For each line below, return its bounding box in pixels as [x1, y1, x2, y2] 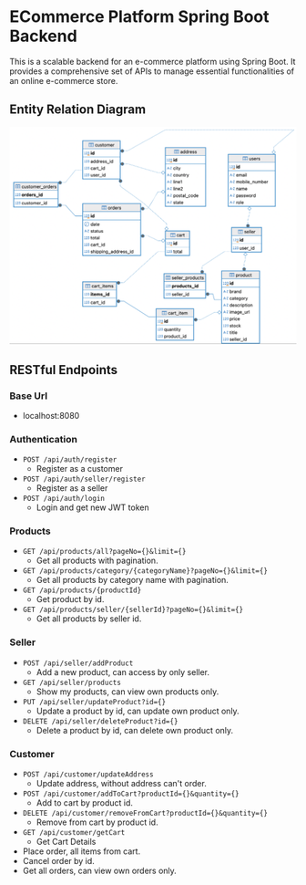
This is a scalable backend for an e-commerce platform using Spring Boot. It [9, 56, 296, 67]
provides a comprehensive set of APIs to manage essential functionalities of [9, 66, 295, 77]
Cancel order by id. [22, 856, 96, 867]
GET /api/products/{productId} [22, 586, 142, 595]
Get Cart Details [36, 837, 97, 848]
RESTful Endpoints [9, 362, 118, 378]
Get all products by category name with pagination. [36, 575, 229, 586]
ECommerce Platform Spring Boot [9, 6, 270, 27]
